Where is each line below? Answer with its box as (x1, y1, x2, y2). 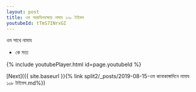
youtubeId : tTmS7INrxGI (6, 20, 67, 26)
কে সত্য (15, 49, 29, 56)
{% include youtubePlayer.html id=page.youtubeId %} (6, 61, 142, 68)
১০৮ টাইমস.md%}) (6, 79, 46, 87)
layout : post (6, 8, 40, 15)
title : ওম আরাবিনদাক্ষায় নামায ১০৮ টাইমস (6, 15, 84, 21)
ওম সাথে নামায (6, 37, 32, 44)
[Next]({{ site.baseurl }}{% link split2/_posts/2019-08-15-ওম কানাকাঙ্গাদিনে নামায (6, 73, 190, 80)
